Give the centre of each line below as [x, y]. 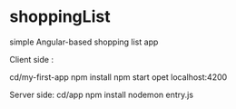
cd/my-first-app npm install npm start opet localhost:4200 [118, 77]
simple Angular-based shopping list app [84, 42]
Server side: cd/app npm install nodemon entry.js [101, 94]
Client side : [32, 59]
